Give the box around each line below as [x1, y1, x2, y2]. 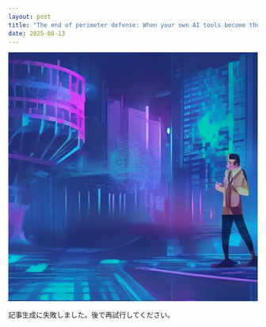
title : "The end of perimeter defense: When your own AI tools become [8, 21, 246, 29]
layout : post [8, 13, 51, 21]
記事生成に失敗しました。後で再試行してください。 [8, 310, 175, 320]
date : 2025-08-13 [8, 29, 66, 37]
